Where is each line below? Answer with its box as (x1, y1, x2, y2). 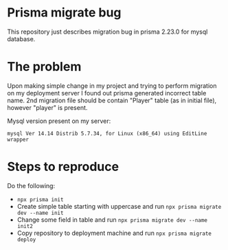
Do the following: (7, 181, 56, 190)
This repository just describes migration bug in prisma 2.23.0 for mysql (7, 27, 208, 36)
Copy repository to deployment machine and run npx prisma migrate (16, 229, 212, 237)
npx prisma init (16, 196, 64, 203)
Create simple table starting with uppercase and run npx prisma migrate (16, 202, 222, 210)
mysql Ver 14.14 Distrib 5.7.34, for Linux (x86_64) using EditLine (7, 130, 207, 137)
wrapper (7, 136, 30, 143)
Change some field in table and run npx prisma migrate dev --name (16, 215, 208, 224)
